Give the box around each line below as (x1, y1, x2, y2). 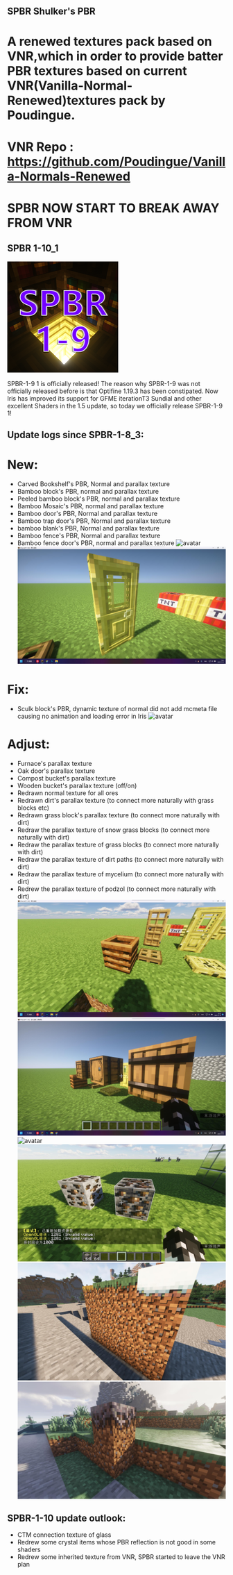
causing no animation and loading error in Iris (17, 712, 147, 721)
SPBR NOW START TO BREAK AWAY (7, 200, 220, 216)
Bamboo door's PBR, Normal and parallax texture (17, 510, 158, 518)
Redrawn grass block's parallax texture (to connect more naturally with (17, 811, 221, 819)
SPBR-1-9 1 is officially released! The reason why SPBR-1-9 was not (7, 379, 201, 387)
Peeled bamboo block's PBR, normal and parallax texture (17, 494, 180, 503)
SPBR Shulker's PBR (7, 6, 96, 17)
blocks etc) (17, 803, 50, 812)
